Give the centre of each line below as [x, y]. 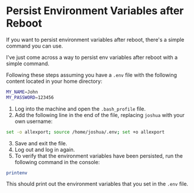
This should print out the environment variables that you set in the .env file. [97, 184]
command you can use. [34, 46]
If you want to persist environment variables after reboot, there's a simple [95, 39]
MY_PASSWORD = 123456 [30, 97]
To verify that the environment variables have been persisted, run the [98, 156]
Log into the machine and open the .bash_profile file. [80, 109]
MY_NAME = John [22, 92]
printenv [17, 173]
